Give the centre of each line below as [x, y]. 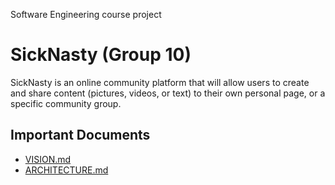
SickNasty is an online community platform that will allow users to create [160, 82]
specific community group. [66, 103]
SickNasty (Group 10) [101, 55]
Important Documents [80, 135]
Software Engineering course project [86, 14]
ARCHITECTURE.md [66, 170]
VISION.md [48, 159]
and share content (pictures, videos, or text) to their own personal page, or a [168, 93]
